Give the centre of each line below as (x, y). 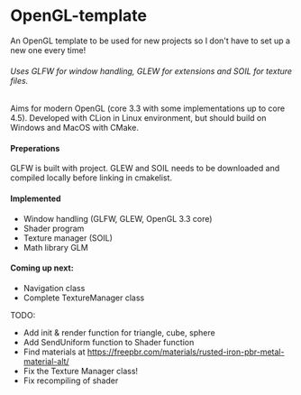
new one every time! (48, 50)
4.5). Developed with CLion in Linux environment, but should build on (138, 118)
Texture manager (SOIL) (68, 238)
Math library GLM (55, 247)
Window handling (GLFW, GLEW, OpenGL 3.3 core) (118, 218)
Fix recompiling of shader (71, 381)
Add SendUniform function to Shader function (109, 342)
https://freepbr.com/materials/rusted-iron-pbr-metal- (186, 352)
